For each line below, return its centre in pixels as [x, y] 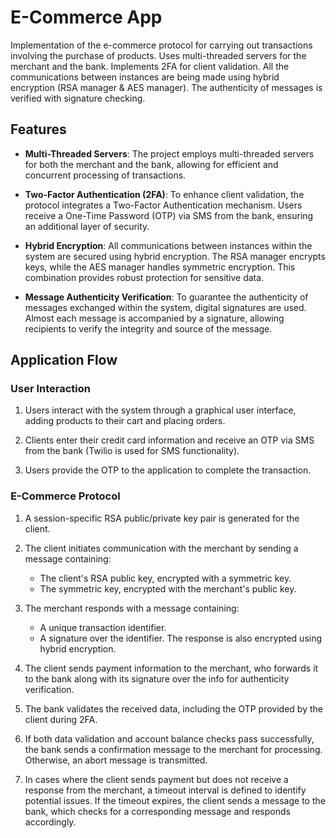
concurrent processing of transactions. [105, 175]
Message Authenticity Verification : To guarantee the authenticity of [166, 297]
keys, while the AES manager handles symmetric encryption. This [160, 267]
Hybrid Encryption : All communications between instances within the [168, 245]
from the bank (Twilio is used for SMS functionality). [132, 451]
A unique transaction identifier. [103, 627]
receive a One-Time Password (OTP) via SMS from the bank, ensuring [169, 215]
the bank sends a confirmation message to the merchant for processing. [173, 749]
